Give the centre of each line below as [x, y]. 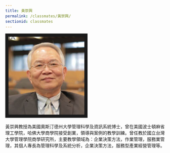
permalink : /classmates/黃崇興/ [38, 16]
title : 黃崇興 [19, 11]
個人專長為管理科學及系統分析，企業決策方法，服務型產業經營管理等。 [92, 146]
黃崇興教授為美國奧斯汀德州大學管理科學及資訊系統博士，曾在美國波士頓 [80, 127]
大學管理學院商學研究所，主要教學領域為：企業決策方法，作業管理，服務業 [83, 139]
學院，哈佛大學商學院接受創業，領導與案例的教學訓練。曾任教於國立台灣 [89, 133]
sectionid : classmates [29, 21]
